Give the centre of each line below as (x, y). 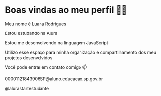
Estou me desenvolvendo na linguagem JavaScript (57, 43)
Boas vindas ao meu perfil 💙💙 (66, 10)
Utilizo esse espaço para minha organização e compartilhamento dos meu (81, 52)
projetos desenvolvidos (29, 57)
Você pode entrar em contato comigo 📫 (46, 67)
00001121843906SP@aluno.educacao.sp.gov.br (54, 79)
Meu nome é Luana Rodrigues (36, 24)
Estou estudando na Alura (31, 33)
